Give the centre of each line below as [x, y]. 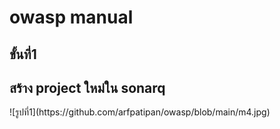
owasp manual [71, 17]
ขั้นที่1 [23, 54]
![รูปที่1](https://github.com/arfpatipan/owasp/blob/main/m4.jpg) [140, 112]
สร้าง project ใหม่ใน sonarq [87, 87]
